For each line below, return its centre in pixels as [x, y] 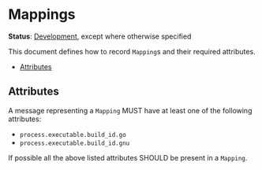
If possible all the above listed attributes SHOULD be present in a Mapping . [128, 157]
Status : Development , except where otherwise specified [100, 36]
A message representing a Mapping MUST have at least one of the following [130, 110]
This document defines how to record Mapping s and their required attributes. [132, 51]
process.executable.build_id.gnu [75, 143]
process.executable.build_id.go [73, 135]
